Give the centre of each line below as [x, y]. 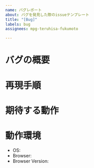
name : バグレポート [24, 10]
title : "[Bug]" [21, 19]
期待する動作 [32, 110]
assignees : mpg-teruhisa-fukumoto [42, 29]
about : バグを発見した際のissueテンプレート [47, 15]
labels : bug [18, 24]
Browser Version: [31, 161]
